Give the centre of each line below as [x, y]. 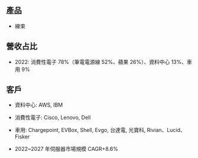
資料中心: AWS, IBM [39, 105]
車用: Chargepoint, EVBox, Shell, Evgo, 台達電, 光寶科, [80, 130]
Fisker [22, 137]
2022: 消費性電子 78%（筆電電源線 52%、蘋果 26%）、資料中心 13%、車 [103, 62]
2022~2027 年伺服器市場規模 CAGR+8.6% [66, 149]
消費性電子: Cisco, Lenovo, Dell [53, 118]
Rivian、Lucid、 [166, 130]
